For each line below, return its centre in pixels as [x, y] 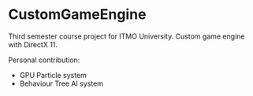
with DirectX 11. [33, 44]
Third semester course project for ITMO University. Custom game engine [126, 36]
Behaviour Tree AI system [61, 83]
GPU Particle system [53, 75]
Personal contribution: [44, 60]
